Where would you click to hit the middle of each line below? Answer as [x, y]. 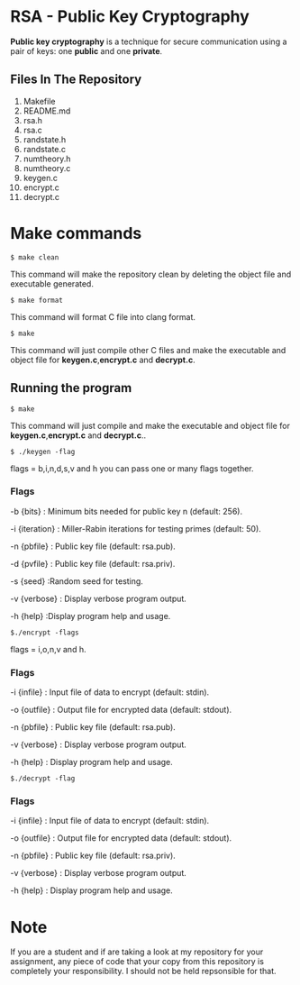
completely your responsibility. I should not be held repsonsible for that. [144, 971]
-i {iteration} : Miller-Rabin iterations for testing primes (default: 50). [136, 528]
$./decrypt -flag [43, 779]
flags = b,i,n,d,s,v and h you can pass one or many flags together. [132, 468]
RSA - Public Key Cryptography [130, 17]
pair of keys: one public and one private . [86, 50]
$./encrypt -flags [45, 633]
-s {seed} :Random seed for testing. [77, 581]
